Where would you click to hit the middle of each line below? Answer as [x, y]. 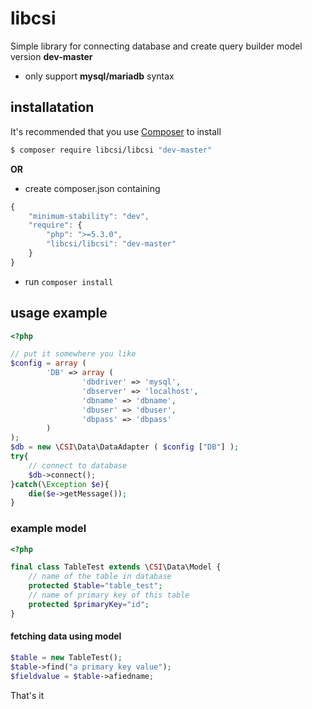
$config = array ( [48, 363]
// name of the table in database [100, 577]
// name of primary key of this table [109, 595]
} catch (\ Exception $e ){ [60, 484]
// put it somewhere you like [73, 354]
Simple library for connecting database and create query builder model [156, 46]
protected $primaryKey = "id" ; [89, 604]
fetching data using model [66, 636]
